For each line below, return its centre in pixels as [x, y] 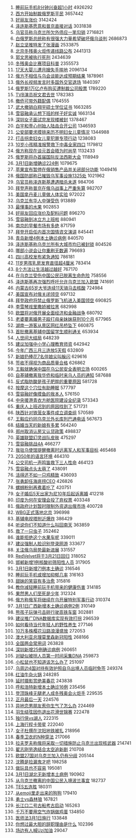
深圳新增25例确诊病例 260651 [46, 649]
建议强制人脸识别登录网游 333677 [50, 543]
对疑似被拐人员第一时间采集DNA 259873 [57, 656]
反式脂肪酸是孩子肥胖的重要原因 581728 [56, 381]
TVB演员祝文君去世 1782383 [45, 95]
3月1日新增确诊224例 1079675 [46, 163]
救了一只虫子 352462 [37, 531]
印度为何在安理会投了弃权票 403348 [53, 500]
